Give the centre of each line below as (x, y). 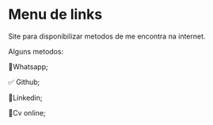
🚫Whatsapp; (29, 66)
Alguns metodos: (36, 51)
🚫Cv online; (27, 112)
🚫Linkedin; (25, 97)
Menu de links (55, 15)
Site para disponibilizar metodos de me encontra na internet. (107, 36)
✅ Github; (24, 82)
